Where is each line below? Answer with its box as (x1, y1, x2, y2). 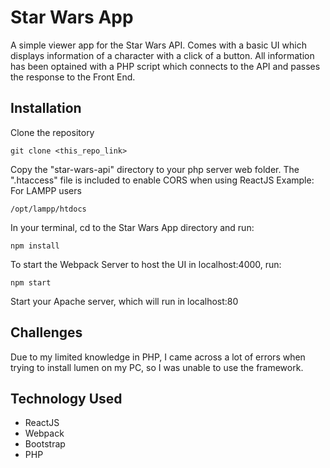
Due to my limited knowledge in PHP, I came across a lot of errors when (10, 351, 306, 363)
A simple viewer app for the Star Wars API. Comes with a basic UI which (10, 39, 307, 51)
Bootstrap (24, 438, 66, 450)
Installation (10, 100, 82, 117)
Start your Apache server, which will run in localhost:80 (10, 295, 239, 307)
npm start (10, 277, 52, 288)
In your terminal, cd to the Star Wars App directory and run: (10, 221, 255, 233)
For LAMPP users (10, 184, 82, 196)
